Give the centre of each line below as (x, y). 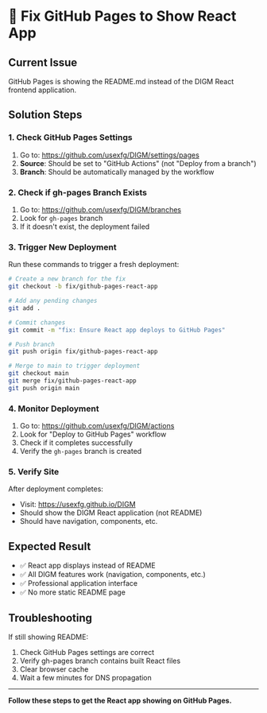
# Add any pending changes (53, 301)
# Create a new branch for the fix (67, 279)
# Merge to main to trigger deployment (74, 366)
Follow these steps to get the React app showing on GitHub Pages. (120, 700)
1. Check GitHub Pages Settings (70, 138)
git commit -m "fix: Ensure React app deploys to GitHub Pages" (117, 330)
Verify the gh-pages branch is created (81, 451)
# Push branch (32, 344)
